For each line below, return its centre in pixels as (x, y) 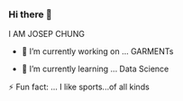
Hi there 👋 (31, 14)
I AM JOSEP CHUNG (46, 34)
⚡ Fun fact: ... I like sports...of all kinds (79, 87)
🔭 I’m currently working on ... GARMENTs (97, 51)
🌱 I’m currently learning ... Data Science (95, 69)
